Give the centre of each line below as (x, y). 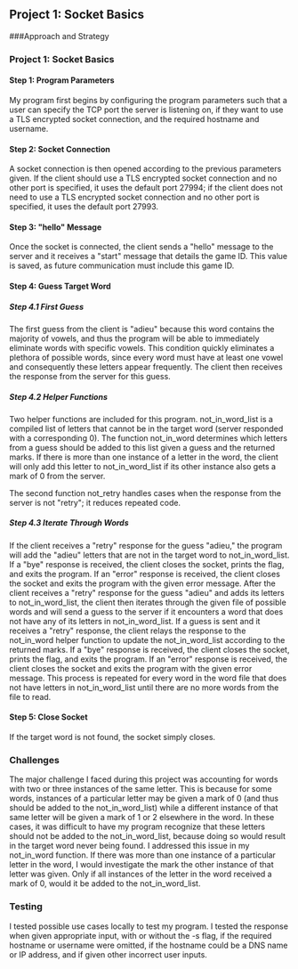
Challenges (34, 760)
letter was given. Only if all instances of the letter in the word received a (141, 874)
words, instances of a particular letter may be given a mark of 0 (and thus (144, 798)
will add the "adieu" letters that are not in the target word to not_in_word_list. (149, 555)
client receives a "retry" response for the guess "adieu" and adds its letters (147, 592)
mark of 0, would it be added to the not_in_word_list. (105, 883)
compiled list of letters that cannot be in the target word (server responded (146, 428)
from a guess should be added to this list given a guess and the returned (142, 447)
